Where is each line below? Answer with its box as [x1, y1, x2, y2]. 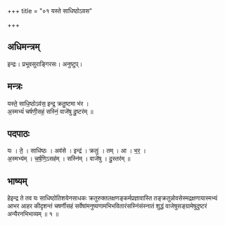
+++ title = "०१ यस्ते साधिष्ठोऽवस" [7, 7, 93, 15]
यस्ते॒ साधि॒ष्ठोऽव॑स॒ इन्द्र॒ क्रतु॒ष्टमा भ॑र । [7, 99, 89, 108]
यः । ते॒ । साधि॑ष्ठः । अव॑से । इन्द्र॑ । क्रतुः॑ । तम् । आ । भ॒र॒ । [7, 146, 146, 155]
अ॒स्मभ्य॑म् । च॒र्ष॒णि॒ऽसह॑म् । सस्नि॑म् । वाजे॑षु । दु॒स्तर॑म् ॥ [7, 155, 131, 163]
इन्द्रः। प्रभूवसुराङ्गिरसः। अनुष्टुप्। [7, 60, 83, 68]
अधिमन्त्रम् [7, 41, 40, 53]
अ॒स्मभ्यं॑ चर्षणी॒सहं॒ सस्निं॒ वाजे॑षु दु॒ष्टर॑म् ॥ [7, 107, 94, 115]
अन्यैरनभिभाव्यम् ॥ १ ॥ [7, 210, 59, 218]
